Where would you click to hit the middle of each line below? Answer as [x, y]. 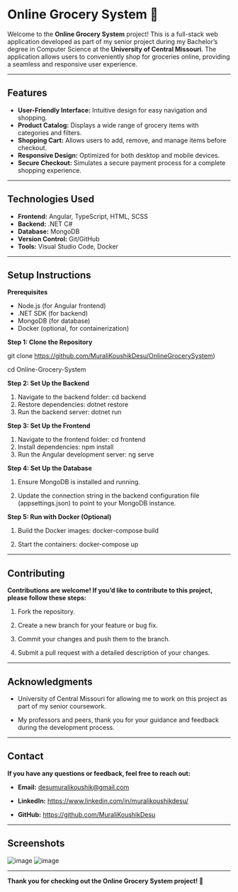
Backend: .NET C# [45, 224]
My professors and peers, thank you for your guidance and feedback [118, 720]
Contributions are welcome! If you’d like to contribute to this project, [110, 590]
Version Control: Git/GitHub [58, 239]
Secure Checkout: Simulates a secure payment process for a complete [121, 163]
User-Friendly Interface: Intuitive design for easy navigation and [112, 110]
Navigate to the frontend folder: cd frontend [81, 440]
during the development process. [66, 727]
